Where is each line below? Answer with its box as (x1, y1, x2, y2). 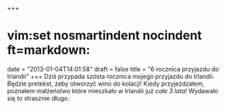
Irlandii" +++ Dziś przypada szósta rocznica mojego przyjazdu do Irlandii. (7, 72, 215, 80)
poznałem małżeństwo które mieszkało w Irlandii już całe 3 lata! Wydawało (7, 86, 218, 95)
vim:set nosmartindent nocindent (7, 28, 202, 43)
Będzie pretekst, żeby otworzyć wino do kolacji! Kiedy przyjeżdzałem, (7, 80, 205, 88)
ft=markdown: (7, 43, 90, 58)
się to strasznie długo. (7, 94, 70, 102)
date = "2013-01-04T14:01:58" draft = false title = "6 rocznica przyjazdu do (7, 64, 219, 73)
